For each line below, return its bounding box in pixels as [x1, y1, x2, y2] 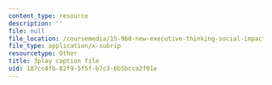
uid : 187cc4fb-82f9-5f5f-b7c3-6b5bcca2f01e [8, 65, 158, 73]
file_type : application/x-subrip [8, 42, 121, 50]
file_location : [8, 34, 60, 43]
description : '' [8, 19, 63, 28]
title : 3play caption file [8, 57, 100, 66]
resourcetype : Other [8, 49, 79, 57]
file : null [8, 27, 45, 35]
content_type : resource [8, 11, 89, 20]
